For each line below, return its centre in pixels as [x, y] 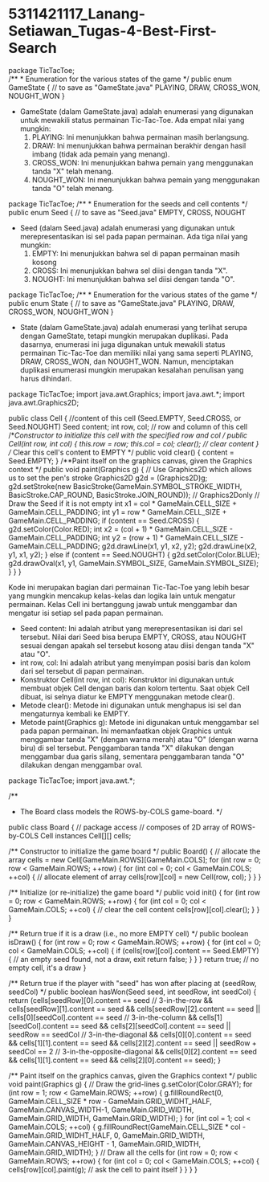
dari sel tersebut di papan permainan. [82, 670]
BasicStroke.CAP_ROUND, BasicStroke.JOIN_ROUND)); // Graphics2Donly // [134, 495]
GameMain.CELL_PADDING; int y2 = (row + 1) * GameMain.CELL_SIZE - [126, 537]
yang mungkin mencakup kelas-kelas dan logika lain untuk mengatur [122, 596]
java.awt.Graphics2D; [44, 402]
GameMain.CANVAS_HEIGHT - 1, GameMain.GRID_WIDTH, [105, 1143]
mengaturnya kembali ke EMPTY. [75, 713]
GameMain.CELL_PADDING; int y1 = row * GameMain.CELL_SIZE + [118, 512]
